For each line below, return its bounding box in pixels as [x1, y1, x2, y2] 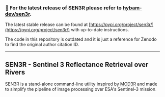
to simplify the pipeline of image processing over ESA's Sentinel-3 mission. [5, 86, 157, 92]
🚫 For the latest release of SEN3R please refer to [5, 4, 122, 11]
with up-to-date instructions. [71, 27, 129, 33]
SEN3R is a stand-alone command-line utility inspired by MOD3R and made [5, 81, 158, 87]
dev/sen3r [5, 10, 30, 17]
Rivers [5, 68, 26, 76]
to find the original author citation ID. [5, 42, 80, 48]
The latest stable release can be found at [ [5, 22, 91, 27]
